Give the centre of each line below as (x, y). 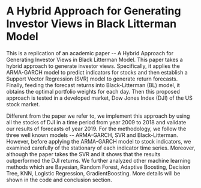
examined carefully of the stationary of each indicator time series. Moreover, (101, 148)
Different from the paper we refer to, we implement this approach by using (98, 116)
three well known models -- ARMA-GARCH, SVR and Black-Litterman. (92, 135)
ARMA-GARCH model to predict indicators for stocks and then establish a (97, 72)
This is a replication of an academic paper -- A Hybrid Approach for (90, 53)
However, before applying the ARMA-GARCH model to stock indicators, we (99, 141)
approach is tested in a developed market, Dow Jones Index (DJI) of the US (100, 98)
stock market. (23, 104)
